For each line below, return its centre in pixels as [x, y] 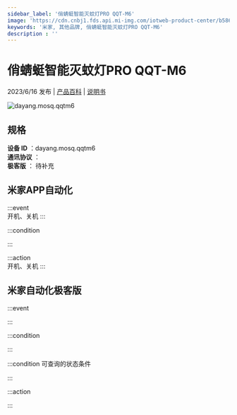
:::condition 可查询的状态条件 [49, 363]
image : [17, 21]
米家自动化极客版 [44, 291]
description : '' [33, 34]
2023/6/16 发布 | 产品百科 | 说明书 [56, 92]
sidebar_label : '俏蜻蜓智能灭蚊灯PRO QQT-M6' [71, 14]
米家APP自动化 [40, 191]
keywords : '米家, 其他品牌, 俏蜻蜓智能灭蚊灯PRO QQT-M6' [85, 27]
